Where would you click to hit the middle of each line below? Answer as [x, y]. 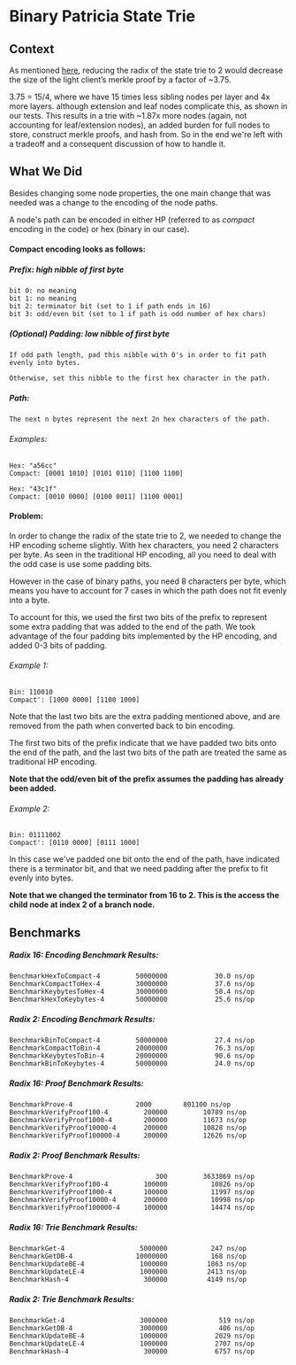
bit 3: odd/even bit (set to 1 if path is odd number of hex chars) [138, 314]
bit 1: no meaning [43, 299]
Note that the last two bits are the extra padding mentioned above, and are [145, 716]
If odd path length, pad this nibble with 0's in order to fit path [138, 355]
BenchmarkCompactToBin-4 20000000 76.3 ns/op [132, 1048]
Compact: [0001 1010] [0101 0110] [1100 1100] [96, 473]
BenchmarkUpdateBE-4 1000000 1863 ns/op [128, 1264]
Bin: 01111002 [35, 835]
